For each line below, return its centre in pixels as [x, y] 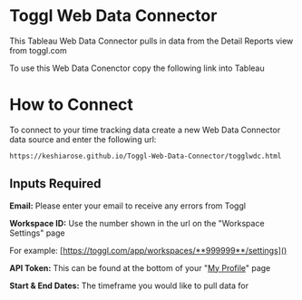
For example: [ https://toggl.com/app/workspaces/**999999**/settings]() [148, 250]
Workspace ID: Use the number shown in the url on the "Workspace [137, 223]
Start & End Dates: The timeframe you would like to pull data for [129, 285]
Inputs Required [55, 184]
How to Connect [72, 105]
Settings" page [37, 233]
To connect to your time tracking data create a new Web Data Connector [145, 130]
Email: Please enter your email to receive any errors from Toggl [128, 206]
